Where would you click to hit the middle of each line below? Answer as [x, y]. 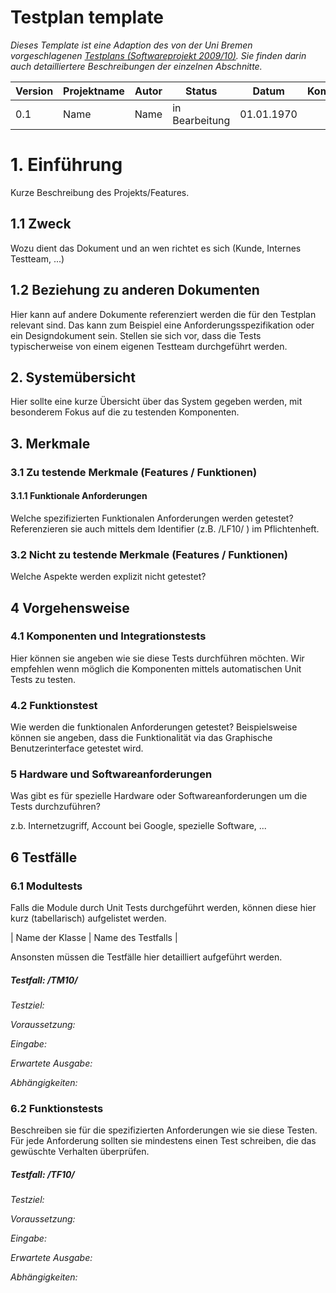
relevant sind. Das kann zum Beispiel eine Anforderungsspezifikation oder [162, 325]
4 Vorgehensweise [70, 607]
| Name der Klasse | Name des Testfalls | [94, 938]
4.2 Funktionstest [54, 705]
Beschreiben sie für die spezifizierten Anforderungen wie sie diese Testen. [164, 1130]
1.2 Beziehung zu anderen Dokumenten [135, 290]
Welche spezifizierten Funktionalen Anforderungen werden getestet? [152, 518]
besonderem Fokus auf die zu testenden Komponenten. [125, 412]
